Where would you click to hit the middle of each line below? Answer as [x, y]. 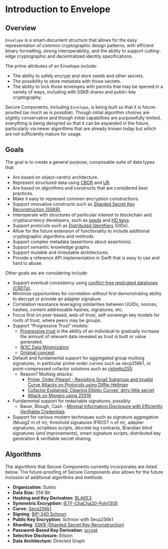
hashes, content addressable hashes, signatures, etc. [68, 309]
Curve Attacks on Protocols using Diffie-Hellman [78, 385]
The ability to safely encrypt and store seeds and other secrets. [78, 76]
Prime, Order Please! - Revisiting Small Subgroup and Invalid [90, 379]
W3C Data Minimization [45, 347]
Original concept [37, 352]
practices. [23, 193]
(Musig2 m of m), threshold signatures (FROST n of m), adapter [78, 422]
